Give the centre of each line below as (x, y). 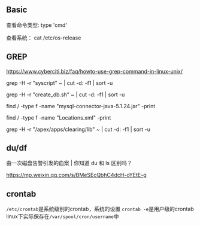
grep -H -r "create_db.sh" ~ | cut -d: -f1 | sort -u (66, 94)
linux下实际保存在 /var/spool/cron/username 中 (63, 216)
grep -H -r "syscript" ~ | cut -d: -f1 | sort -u (60, 83)
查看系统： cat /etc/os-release (44, 38)
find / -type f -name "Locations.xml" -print (59, 117)
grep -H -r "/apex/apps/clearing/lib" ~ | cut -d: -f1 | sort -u (78, 129)
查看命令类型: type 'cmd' (37, 25)
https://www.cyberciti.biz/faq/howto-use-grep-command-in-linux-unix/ (95, 71)
